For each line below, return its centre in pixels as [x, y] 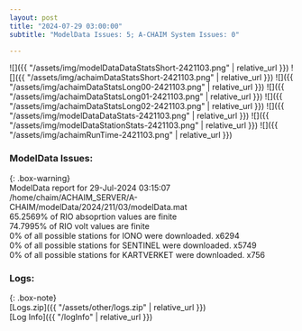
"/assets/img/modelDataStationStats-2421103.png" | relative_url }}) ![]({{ [144, 125]
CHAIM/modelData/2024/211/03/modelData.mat [98, 207]
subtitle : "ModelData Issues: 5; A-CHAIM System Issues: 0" [125, 34]
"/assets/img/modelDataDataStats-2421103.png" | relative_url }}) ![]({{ [139, 116]
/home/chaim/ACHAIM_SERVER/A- [73, 197]
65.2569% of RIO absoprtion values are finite [93, 216]
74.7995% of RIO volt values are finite [80, 225]
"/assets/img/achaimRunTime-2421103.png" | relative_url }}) [121, 135]
